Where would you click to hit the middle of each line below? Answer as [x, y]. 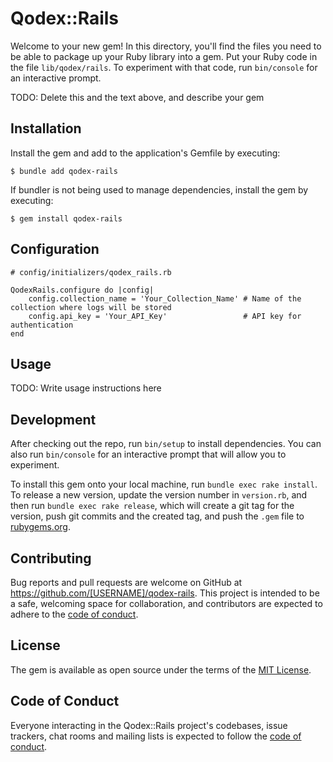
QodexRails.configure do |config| [82, 290]
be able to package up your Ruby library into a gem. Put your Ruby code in [164, 56]
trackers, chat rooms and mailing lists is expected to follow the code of [156, 736]
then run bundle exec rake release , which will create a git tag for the [152, 506]
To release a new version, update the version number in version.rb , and [159, 495]
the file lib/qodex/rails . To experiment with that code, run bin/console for [164, 67]
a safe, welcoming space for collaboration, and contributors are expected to [166, 603]
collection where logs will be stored [91, 307]
